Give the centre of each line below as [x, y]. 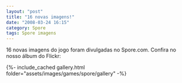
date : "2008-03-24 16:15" [38, 22]
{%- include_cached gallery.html [45, 67]
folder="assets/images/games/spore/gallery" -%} [66, 74]
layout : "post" [25, 11]
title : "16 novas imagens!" [41, 17]
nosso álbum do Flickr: [34, 56]
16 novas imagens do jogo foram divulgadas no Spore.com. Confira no [91, 50]
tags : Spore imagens [31, 33]
